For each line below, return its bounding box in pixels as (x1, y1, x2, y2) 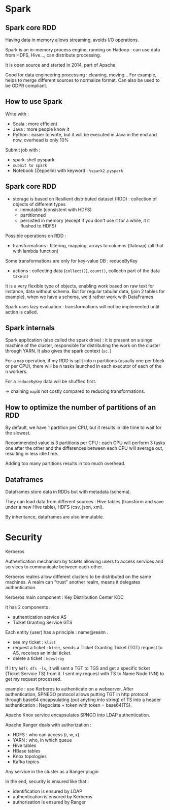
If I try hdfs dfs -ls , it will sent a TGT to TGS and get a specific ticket (5, 665, 151, 671)
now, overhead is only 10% (12, 137, 69, 143)
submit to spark (12, 163, 47, 168)
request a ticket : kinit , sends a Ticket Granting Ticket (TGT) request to (12, 645, 163, 650)
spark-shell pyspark (12, 156, 55, 163)
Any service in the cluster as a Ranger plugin (5, 769, 99, 774)
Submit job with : (5, 147, 41, 153)
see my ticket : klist (12, 639, 56, 645)
